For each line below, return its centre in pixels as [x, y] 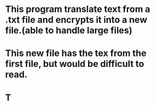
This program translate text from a [78, 9]
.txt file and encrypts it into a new [76, 20]
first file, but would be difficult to [75, 64]
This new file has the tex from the [76, 53]
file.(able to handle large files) [69, 30]
